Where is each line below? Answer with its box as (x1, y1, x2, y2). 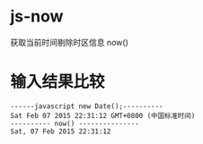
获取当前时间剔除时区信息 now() (10, 37, 129, 47)
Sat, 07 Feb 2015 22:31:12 (10, 127, 111, 136)
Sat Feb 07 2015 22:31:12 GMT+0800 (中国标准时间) (10, 111, 196, 120)
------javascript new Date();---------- (10, 101, 164, 111)
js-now (10, 6, 64, 27)
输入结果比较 (10, 72, 106, 92)
